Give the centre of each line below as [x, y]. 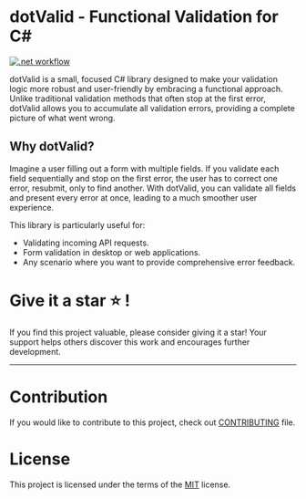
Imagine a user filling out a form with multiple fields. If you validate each [144, 168]
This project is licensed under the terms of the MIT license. [120, 484]
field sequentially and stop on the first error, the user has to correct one [143, 178]
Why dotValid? [52, 146]
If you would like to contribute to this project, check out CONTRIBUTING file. [153, 422]
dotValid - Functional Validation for [144, 17]
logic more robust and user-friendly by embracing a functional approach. [147, 88]
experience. [32, 207]
